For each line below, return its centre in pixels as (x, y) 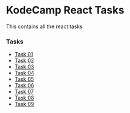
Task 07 (24, 92)
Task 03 (24, 67)
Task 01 (24, 54)
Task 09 (24, 104)
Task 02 (24, 61)
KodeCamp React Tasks (65, 10)
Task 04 (24, 73)
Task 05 (24, 79)
